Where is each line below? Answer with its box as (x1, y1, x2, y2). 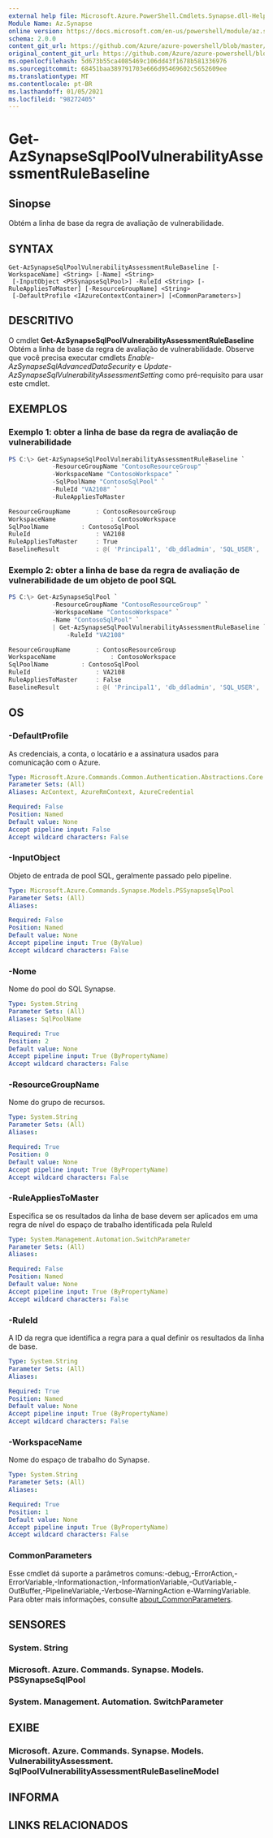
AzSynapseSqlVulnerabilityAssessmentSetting (8, 370, 164, 379)
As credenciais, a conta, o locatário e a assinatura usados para (8, 748, 219, 758)
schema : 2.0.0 (8, 34, 57, 43)
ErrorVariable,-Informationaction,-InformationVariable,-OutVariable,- (8, 1577, 237, 1587)
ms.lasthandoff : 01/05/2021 (8, 87, 104, 96)
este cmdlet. (8, 379, 50, 388)
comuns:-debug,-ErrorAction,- (135, 1568, 238, 1578)
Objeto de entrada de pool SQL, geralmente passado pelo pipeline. (8, 870, 232, 880)
